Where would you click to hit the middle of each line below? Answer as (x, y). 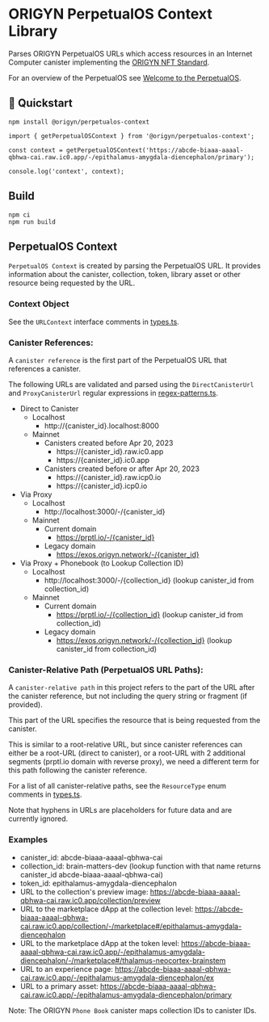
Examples (28, 839)
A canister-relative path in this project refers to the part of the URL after (132, 688)
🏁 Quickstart (40, 103)
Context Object (39, 304)
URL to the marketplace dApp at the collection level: (107, 909)
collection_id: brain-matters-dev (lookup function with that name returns (140, 866)
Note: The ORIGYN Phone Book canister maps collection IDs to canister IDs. (132, 1010)
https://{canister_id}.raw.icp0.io (109, 477)
